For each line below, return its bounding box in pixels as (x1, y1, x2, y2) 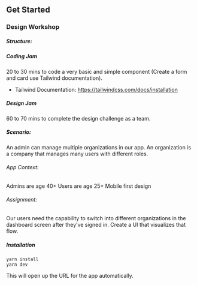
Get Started (6, 5, 50, 15)
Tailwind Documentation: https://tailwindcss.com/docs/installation (14, 86, 178, 93)
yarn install (6, 256, 39, 262)
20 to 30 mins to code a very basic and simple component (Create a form (6, 68, 187, 75)
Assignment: (6, 196, 37, 203)
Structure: (6, 37, 33, 44)
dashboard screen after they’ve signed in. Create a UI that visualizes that (6, 221, 186, 228)
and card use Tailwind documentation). (6, 74, 103, 82)
